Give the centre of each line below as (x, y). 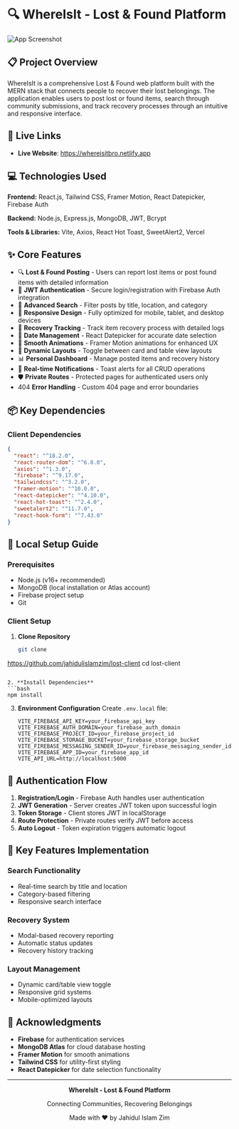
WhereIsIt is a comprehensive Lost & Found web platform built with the (111, 83)
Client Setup (29, 621)
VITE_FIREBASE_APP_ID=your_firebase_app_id (83, 753)
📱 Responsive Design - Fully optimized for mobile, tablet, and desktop (121, 313)
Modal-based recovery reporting (65, 936)
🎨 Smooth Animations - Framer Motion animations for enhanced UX (118, 343)
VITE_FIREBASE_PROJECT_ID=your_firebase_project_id (96, 734)
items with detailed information (63, 282)
